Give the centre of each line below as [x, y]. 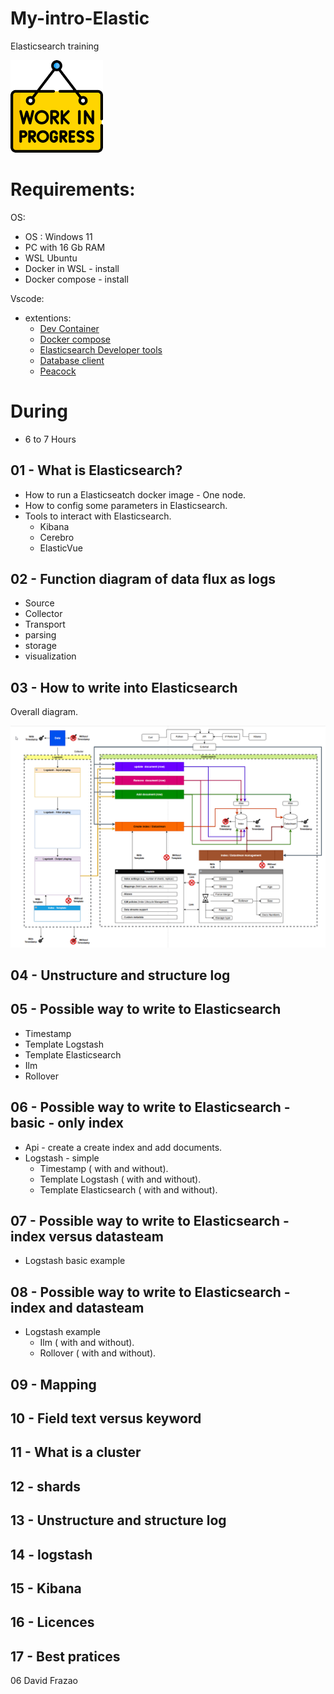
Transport [45, 624]
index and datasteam [77, 1307]
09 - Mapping [53, 1384]
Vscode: [27, 298]
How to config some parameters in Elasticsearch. [126, 505]
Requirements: [73, 189]
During [39, 411]
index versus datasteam [87, 1237]
